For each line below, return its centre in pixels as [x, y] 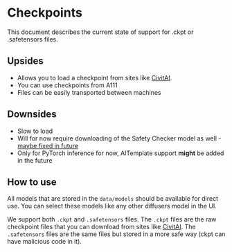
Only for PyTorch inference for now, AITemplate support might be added [121, 153]
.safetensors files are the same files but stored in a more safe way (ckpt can [116, 234]
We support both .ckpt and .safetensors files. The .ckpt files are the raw [112, 219]
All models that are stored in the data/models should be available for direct [113, 199]
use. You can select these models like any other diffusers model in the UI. [112, 206]
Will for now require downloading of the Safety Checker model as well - [119, 138]
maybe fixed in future [48, 145]
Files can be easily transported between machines [89, 92]
